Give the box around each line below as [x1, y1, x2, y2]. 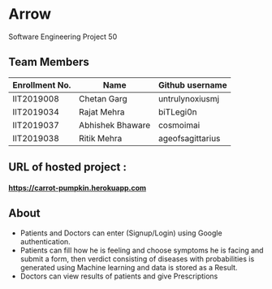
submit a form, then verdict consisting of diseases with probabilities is [19, 253, 255, 264]
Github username [158, 79, 227, 90]
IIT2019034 [12, 106, 59, 118]
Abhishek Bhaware [78, 119, 151, 131]
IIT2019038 [12, 132, 59, 144]
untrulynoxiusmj [158, 93, 220, 104]
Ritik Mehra [78, 132, 123, 144]
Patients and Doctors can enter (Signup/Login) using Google [19, 228, 222, 238]
